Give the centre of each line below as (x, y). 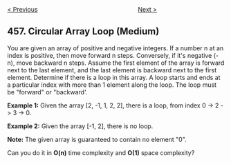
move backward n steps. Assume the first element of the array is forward (120, 63)
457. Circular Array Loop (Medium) (83, 31)
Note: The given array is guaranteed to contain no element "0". (97, 139)
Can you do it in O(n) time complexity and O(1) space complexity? (101, 152)
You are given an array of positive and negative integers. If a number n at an (115, 48)
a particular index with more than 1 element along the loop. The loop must (112, 85)
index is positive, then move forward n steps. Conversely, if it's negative (110, 55)
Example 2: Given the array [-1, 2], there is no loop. (80, 126)
